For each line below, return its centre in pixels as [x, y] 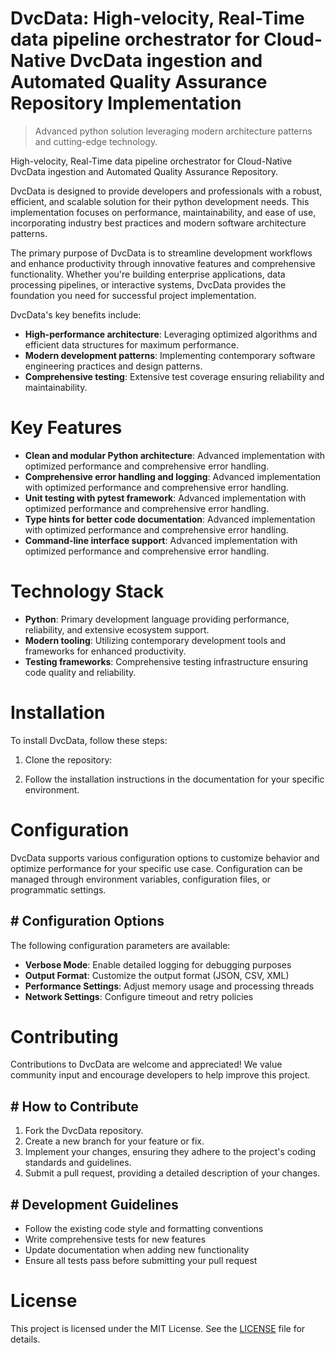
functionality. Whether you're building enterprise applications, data [148, 274]
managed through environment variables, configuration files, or [141, 879]
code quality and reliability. [80, 672]
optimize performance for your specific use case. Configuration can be [156, 868]
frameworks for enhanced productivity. [105, 651]
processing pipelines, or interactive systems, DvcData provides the [148, 284]
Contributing [64, 1036]
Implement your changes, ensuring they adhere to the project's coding [170, 1152]
